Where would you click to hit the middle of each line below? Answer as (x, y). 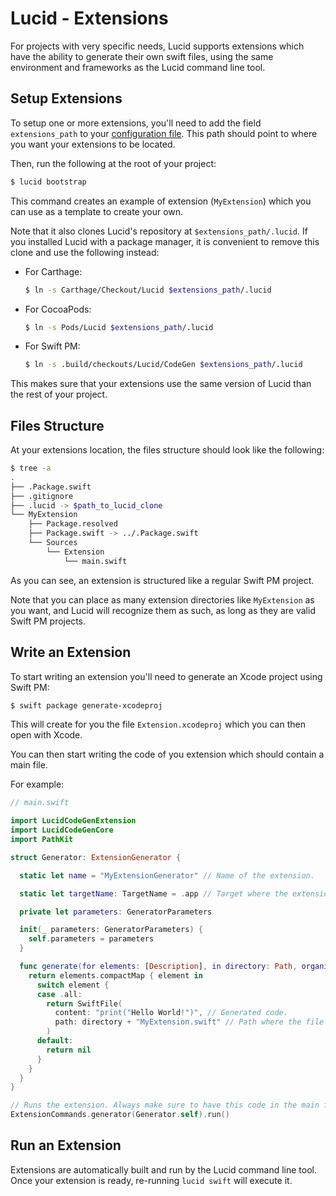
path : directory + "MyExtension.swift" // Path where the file (189, 1022)
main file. (29, 765)
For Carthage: (53, 271)
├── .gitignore (42, 496)
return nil (69, 1050)
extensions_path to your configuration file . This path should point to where (164, 133)
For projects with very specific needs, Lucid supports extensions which (157, 46)
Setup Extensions (66, 98)
